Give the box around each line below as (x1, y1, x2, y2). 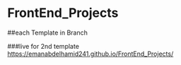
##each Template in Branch (7, 28, 88, 37)
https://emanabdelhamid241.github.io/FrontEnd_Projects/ (7, 49, 174, 58)
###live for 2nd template (7, 42, 80, 50)
